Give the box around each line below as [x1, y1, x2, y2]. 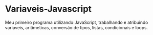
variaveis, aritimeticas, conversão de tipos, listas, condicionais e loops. [5, 24, 148, 30]
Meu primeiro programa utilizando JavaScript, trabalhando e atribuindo [5, 19, 148, 25]
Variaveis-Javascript [5, 3, 92, 15]
